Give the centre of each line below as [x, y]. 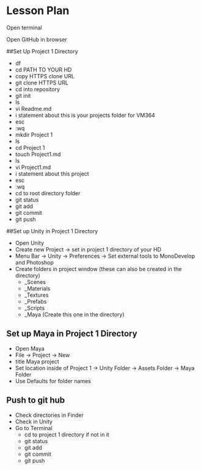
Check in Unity [34, 421]
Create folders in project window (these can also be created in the [98, 269]
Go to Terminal [34, 428]
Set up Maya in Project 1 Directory [72, 334]
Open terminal [24, 28]
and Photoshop [34, 262]
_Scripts [35, 308]
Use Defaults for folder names [53, 381]
